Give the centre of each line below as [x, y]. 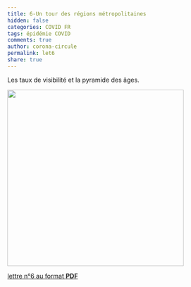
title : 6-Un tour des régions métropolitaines [77, 14]
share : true [25, 60]
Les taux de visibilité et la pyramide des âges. [73, 80]
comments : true [30, 40]
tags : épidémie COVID [39, 33]
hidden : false [28, 20]
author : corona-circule [42, 47]
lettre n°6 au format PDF [43, 276]
